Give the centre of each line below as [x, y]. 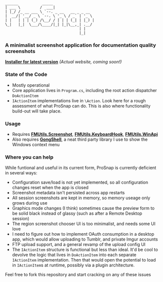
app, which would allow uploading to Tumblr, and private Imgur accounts [85, 239]
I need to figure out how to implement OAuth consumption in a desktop [83, 234]
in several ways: [21, 173]
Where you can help [29, 157]
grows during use [30, 203]
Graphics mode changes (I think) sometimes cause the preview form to [83, 208]
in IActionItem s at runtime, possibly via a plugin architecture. [73, 265]
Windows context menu [36, 144]
